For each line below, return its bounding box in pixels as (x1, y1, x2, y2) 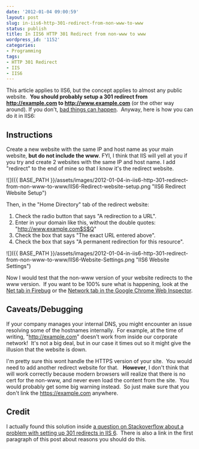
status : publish (6, 25, 47, 32)
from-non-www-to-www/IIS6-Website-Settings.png (6, 256, 135, 263)
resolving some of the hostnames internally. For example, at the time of (6, 326, 183, 334)
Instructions (6, 130, 53, 140)
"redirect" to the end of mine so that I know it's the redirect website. (6, 165, 174, 172)
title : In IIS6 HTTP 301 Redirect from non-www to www (6, 31, 146, 37)
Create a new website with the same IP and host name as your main (6, 145, 174, 153)
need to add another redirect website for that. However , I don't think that (6, 364, 189, 371)
